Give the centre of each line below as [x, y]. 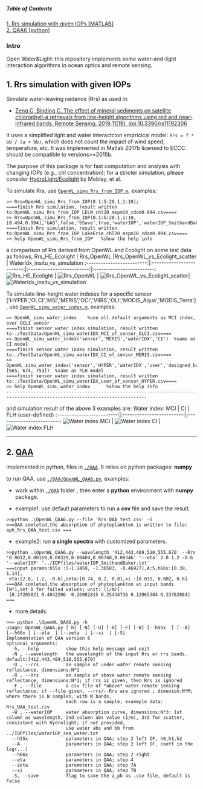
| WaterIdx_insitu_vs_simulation [45, 263]
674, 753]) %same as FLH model [63, 371]
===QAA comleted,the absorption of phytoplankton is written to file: [97, 525]
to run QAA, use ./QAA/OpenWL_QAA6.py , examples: [68, 478]
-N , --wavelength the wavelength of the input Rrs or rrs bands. [100, 654]
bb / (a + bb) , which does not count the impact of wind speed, [85, 141]
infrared [25, 123]
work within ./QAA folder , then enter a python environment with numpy [104, 490]
